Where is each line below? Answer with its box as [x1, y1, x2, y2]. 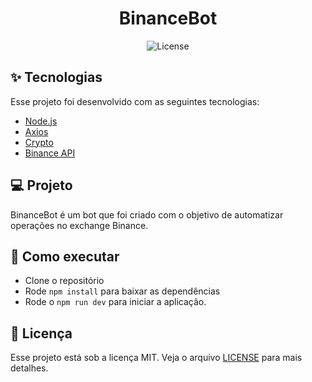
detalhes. [10, 362, 49, 374]
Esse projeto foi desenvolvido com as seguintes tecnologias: [10, 95, 260, 107]
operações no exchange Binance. [10, 219, 149, 231]
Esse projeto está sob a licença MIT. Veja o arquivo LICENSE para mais [10, 352, 303, 364]
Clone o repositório [24, 275, 105, 287]
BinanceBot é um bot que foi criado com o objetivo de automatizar [10, 208, 284, 221]
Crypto [24, 136, 54, 148]
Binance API [24, 147, 76, 159]
